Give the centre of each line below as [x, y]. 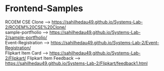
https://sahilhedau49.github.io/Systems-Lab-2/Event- [105, 42]
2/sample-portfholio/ [26, 37]
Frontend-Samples [44, 9]
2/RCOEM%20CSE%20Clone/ [36, 27]
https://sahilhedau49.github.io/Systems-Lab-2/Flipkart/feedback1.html [77, 63]
